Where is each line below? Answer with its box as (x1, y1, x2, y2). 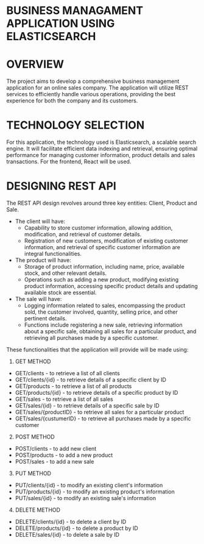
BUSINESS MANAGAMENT (6, 4, 144, 18)
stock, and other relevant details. (24, 269, 107, 277)
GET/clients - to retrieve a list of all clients (15, 370, 120, 376)
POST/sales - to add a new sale (15, 458, 94, 465)
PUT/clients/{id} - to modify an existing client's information (15, 482, 163, 489)
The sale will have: (15, 295, 62, 302)
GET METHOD (15, 358, 51, 365)
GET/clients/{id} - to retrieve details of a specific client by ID (15, 376, 166, 383)
